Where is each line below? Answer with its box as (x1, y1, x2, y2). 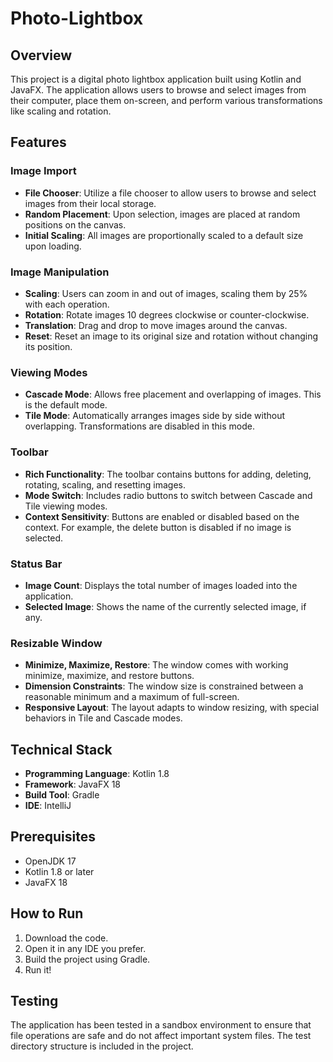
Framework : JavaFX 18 (24, 778, 122, 790)
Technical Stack (10, 741, 113, 758)
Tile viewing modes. (24, 500, 108, 512)
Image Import (10, 164, 77, 178)
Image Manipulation (10, 265, 110, 279)
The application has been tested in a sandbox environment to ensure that (10, 1019, 312, 1031)
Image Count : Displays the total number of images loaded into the (24, 579, 298, 591)
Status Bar (10, 557, 63, 571)
